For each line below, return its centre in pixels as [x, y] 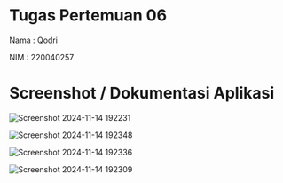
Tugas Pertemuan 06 [88, 16]
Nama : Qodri [33, 40]
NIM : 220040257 [42, 57]
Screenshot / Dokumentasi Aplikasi [142, 93]
